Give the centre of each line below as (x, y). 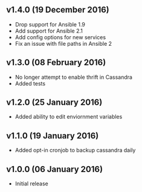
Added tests (30, 83)
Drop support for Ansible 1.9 (50, 24)
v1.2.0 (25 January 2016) (54, 103)
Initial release (31, 184)
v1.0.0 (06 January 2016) (55, 169)
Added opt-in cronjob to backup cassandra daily (75, 150)
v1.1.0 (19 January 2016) (53, 136)
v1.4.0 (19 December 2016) (58, 10)
